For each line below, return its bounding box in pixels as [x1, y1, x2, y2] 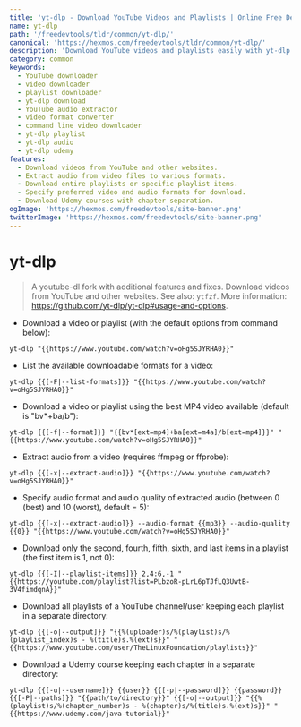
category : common [9, 55, 74, 64]
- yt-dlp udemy [17, 146, 74, 155]
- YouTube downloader [17, 72, 99, 81]
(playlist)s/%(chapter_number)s [9, 701, 130, 710]
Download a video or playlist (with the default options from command [21, 317, 279, 328]
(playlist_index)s [9, 635, 78, 645]
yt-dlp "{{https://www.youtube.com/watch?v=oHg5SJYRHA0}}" [9, 344, 235, 354]
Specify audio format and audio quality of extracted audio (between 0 [21, 492, 280, 502]
